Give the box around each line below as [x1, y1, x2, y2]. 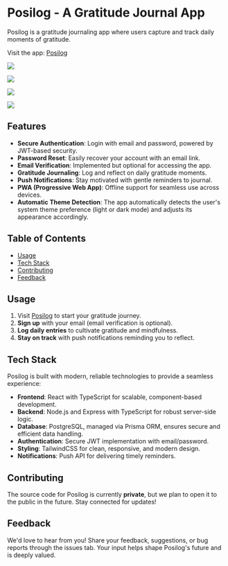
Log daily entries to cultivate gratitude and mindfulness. [17, 326, 179, 335]
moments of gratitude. [7, 35, 71, 43]
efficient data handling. [17, 430, 84, 438]
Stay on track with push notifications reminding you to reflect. [17, 334, 195, 342]
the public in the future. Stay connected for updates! [7, 497, 157, 506]
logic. [17, 415, 33, 423]
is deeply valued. [7, 551, 56, 559]
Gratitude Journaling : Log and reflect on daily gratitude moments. [17, 168, 207, 177]
